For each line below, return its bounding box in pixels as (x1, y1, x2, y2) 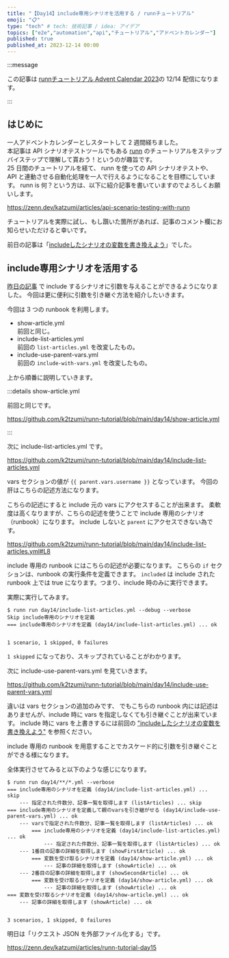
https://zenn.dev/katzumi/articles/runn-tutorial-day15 (7, 943, 157, 951)
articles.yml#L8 (7, 547, 51, 555)
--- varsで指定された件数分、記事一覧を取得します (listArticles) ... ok (19, 820, 213, 826)
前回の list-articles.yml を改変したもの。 (16, 343, 139, 351)
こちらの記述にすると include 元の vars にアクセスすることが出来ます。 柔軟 (7, 500, 221, 508)
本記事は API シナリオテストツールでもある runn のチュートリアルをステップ (7, 147, 222, 155)
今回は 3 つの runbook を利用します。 (7, 305, 113, 313)
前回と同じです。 (7, 401, 55, 409)
